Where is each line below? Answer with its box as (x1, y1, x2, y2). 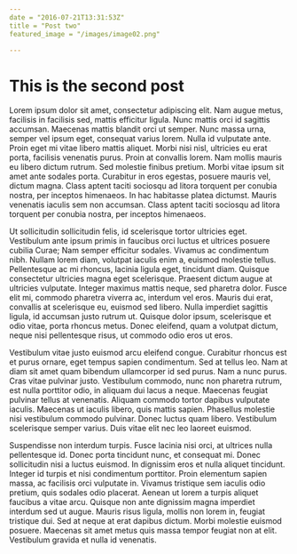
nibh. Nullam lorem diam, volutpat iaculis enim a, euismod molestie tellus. (9, 254, 277, 265)
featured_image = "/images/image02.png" (9, 29, 161, 38)
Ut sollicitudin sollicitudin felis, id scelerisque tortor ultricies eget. (9, 226, 247, 237)
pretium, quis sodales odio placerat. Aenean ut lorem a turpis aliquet (9, 487, 259, 498)
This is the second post (9, 76, 184, 96)
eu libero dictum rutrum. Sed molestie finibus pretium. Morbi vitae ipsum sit (9, 162, 285, 173)
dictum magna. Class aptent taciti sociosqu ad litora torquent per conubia (9, 181, 277, 191)
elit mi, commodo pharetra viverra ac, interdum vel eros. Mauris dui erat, (9, 293, 273, 303)
